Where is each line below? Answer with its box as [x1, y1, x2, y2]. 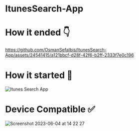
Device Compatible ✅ [5, 103, 96, 115]
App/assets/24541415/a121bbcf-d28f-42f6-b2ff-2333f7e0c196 [5, 52, 134, 58]
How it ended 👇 [5, 27, 70, 38]
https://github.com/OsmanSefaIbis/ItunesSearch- [5, 47, 107, 53]
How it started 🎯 [5, 69, 73, 81]
